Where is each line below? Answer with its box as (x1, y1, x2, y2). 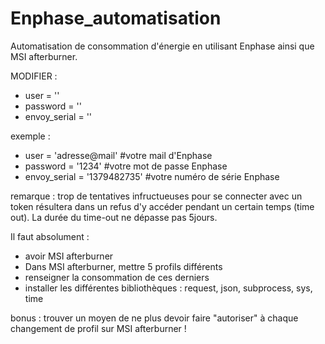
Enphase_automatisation (10, 7, 222, 30)
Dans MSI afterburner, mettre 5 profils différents (24, 260, 223, 272)
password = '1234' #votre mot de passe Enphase (24, 160, 228, 172)
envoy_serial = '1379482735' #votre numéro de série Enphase (24, 170, 280, 182)
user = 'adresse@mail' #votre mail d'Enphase (24, 149, 213, 161)
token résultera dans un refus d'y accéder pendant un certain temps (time (10, 200, 315, 212)
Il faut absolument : (10, 230, 90, 242)
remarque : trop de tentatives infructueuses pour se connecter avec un (10, 190, 303, 202)
